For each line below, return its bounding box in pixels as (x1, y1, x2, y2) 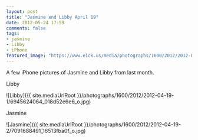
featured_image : (6, 53, 46, 58)
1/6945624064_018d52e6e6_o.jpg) (6, 98, 91, 105)
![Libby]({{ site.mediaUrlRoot (6, 92, 76, 99)
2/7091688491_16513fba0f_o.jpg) (6, 127, 86, 134)
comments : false (6, 25, 46, 31)
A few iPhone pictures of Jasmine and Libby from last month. (6, 69, 154, 76)
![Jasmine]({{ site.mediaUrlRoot (6, 121, 83, 128)
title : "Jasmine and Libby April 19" (6, 14, 99, 20)
